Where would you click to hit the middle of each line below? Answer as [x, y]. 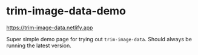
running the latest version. [39, 45]
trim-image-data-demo [66, 11]
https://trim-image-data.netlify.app [50, 27]
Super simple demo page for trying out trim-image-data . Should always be [99, 39]
